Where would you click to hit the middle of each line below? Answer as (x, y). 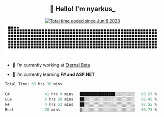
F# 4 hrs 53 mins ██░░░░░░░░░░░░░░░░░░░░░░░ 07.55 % (81, 105)
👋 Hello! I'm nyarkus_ (82, 9)
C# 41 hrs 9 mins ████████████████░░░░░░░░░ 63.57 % (81, 94)
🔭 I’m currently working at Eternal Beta (51, 65)
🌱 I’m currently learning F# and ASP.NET (53, 74)
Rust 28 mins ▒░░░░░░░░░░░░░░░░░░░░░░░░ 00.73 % (81, 110)
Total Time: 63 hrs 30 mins (34, 84)
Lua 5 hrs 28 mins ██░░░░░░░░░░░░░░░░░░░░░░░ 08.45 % (81, 99)
